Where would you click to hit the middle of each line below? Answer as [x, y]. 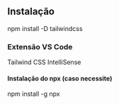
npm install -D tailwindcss [45, 28]
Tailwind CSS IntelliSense [44, 62]
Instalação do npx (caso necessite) [60, 78]
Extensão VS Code [40, 47]
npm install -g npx [34, 94]
